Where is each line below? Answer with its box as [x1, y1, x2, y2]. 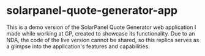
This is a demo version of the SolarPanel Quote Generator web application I [6, 23, 196, 31]
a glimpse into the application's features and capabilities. [6, 43, 150, 50]
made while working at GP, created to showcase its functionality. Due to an [6, 30, 195, 37]
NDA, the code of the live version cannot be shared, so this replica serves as [6, 36, 199, 43]
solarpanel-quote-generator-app [6, 4, 178, 17]
